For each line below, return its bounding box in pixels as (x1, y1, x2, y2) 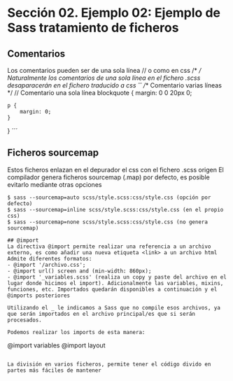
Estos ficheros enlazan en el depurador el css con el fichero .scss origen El (7, 165, 224, 174)
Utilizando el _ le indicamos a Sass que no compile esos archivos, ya (7, 304, 220, 311)
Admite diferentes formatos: (7, 255, 92, 262)
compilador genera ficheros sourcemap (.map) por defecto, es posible (7, 173, 210, 181)
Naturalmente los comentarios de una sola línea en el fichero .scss (7, 74, 201, 82)
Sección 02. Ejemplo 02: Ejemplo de (7, 5, 220, 21)
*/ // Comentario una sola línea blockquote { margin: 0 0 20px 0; (7, 89, 192, 97)
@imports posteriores (7, 292, 71, 299)
